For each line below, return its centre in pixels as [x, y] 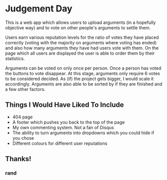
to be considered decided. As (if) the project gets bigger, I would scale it [79, 79]
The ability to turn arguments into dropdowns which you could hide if [83, 133]
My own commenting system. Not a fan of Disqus [63, 127]
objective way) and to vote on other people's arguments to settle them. [78, 27]
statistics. [15, 58]
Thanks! [18, 159]
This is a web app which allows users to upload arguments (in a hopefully [81, 22]
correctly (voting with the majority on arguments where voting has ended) [81, 42]
